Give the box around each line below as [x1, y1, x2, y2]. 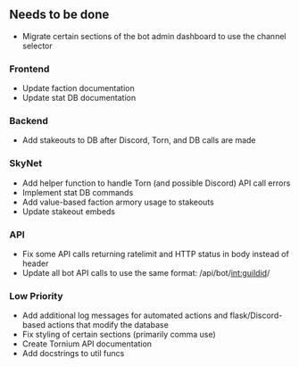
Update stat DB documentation [21, 93, 137, 104]
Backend [9, 115, 49, 128]
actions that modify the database [47, 320, 170, 330]
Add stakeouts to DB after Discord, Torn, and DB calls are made [21, 135, 256, 146]
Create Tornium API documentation [21, 338, 153, 349]
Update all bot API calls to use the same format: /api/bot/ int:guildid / [21, 268, 270, 278]
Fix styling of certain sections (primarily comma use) [21, 329, 216, 340]
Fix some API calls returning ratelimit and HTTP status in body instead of [21, 249, 290, 259]
